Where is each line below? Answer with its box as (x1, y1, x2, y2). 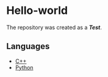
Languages (6, 41, 50, 52)
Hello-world (6, 4, 68, 18)
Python (15, 64, 34, 71)
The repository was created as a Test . (6, 24, 102, 31)
